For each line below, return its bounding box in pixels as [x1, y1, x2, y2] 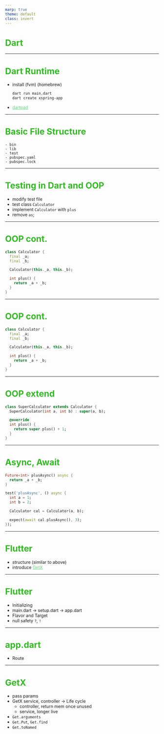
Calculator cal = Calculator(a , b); [9, 509, 84, 514]
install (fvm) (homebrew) [12, 81, 62, 88]
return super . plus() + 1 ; [14, 427, 67, 432]
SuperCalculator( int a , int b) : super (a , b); [9, 409, 106, 414]
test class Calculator [12, 201, 55, 207]
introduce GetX [12, 564, 43, 570]
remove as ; [12, 212, 35, 218]
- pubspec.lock [5, 159, 36, 164]
